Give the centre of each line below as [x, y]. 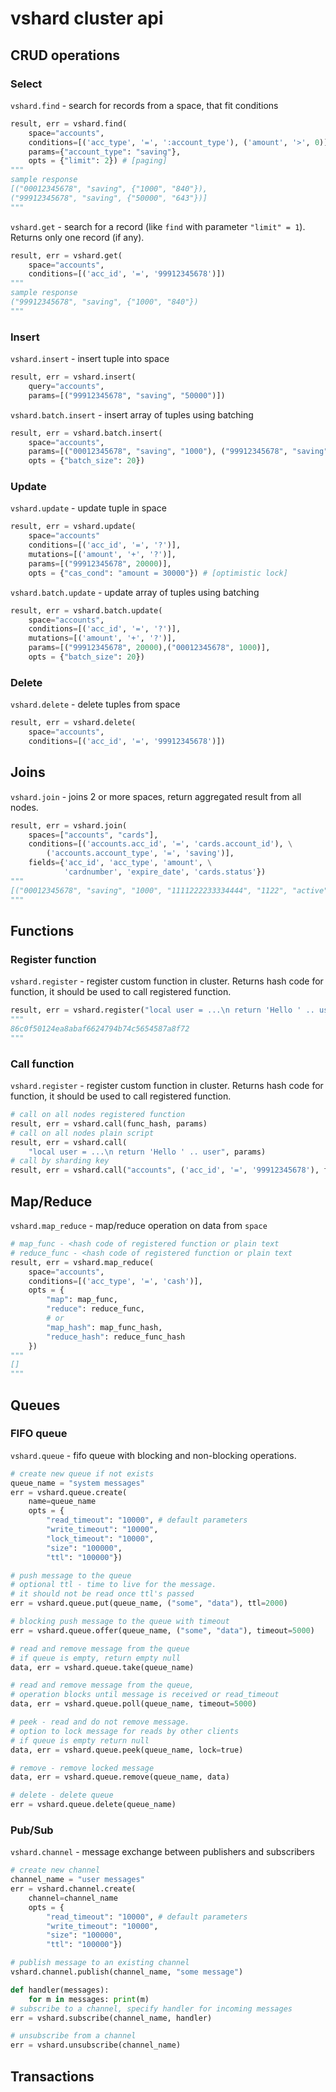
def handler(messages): [60, 1990]
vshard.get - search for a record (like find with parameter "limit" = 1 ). [158, 226]
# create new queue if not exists [82, 1473]
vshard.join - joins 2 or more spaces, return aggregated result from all [156, 796]
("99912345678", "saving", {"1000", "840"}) [104, 302]
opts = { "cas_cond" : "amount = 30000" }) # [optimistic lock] [158, 573]
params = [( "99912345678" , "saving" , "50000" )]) [127, 395]
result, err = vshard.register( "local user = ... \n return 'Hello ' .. [162, 1010]
